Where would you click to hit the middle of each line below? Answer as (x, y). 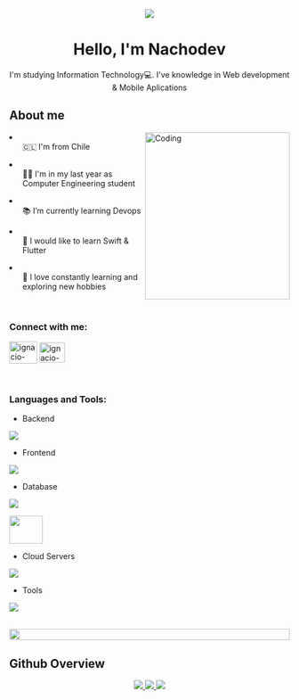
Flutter (34, 250)
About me (37, 115)
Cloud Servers (48, 556)
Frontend (39, 453)
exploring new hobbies (64, 286)
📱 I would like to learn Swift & (75, 241)
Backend (38, 419)
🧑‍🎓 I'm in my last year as (67, 174)
